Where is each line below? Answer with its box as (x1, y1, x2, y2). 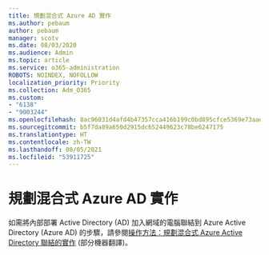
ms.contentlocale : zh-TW (8, 137, 91, 146)
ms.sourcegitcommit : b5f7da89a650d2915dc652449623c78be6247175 (8, 123, 224, 131)
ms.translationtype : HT (8, 130, 88, 138)
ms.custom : (8, 94, 45, 102)
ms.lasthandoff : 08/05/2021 (8, 145, 102, 153)
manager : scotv (8, 34, 59, 42)
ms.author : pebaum (8, 19, 70, 27)
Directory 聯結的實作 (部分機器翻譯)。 (8, 237, 132, 248)
